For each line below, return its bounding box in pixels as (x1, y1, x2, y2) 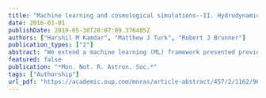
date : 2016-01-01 (8, 19, 66, 27)
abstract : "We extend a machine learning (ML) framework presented (8, 48, 236, 56)
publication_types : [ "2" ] (8, 41, 93, 49)
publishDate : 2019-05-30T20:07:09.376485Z (8, 26, 150, 34)
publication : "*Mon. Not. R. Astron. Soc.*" (8, 63, 158, 71)
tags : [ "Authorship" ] (8, 70, 80, 78)
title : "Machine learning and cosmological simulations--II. (8, 11, 215, 20)
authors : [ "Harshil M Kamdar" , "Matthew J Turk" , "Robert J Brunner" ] (8, 33, 246, 42)
